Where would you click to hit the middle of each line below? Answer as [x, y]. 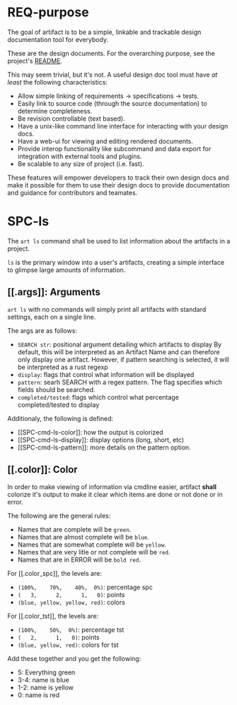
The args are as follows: [42, 330]
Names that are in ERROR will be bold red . [79, 559]
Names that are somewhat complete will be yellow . [92, 545]
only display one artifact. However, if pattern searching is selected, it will [123, 359]
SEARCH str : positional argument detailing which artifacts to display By [119, 344]
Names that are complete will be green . [74, 529]
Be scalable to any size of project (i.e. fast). [81, 163]
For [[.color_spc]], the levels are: [55, 573]
